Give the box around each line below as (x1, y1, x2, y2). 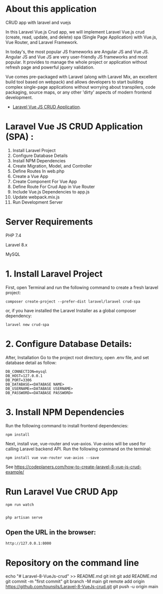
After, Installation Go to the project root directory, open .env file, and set (5, 354, 149, 360)
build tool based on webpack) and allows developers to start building (5, 79, 144, 85)
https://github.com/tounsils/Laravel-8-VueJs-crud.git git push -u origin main (5, 584, 158, 590)
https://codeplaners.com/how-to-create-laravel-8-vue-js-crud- (14, 464, 142, 470)
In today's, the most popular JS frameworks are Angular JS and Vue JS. (5, 49, 149, 55)
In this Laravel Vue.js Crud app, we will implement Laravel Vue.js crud (5, 29, 145, 35)
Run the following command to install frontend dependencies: (5, 422, 129, 428)
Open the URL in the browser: (5, 528, 96, 537)
